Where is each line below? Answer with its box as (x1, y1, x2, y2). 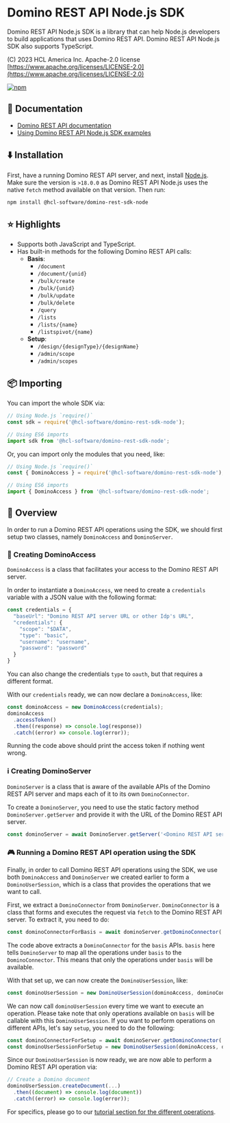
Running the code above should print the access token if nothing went (7, 742, 205, 750)
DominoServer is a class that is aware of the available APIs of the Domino (7, 782, 211, 790)
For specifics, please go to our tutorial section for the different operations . (7, 1107, 216, 1115)
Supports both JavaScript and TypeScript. (16, 240, 136, 248)
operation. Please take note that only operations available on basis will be (7, 1009, 215, 1017)
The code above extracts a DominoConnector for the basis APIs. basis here (7, 941, 216, 949)
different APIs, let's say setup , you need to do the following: (7, 1024, 175, 1032)
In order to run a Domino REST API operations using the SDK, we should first (7, 525, 222, 533)
